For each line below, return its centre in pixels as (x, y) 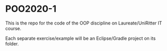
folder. (12, 43)
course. (13, 28)
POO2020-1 (31, 9)
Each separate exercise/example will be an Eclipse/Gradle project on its (80, 38)
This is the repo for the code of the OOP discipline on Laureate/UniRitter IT (84, 23)
